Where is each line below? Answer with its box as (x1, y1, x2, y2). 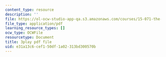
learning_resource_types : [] (5, 26, 65, 31)
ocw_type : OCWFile (5, 30, 43, 35)
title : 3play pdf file (5, 40, 52, 45)
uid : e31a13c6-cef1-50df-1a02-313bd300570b (5, 44, 96, 49)
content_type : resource (5, 7, 54, 12)
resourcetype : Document (5, 35, 54, 40)
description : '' (5, 12, 39, 17)
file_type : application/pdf (5, 21, 63, 26)
